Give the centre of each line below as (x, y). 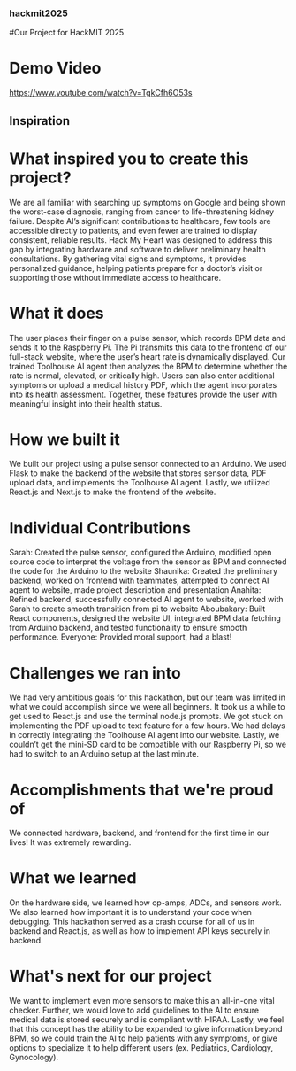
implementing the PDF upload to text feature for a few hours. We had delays (147, 726)
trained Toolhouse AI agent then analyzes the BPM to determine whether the (148, 366)
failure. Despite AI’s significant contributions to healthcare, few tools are (140, 221)
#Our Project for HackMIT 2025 (67, 33)
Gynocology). (34, 1058)
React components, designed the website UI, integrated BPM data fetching (145, 618)
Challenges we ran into (95, 673)
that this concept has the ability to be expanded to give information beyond (146, 1029)
